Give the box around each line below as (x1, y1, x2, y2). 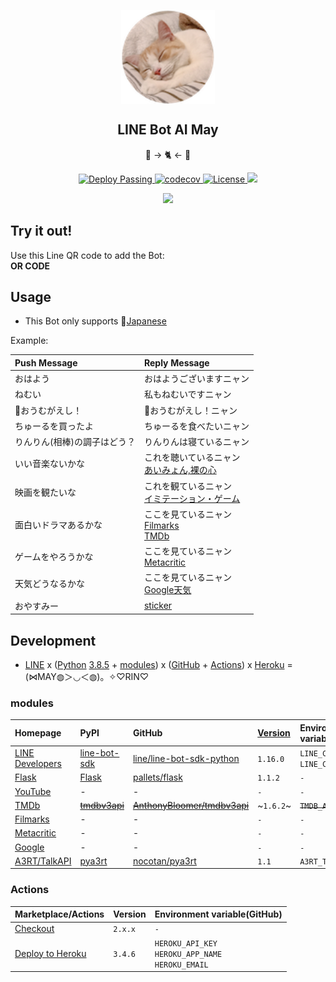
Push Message (14, 356, 78, 369)
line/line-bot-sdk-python (132, 752, 240, 764)
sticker (143, 600, 173, 612)
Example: (10, 335, 49, 347)
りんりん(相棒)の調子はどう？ (14, 436, 136, 448)
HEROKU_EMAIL (154, 960, 209, 970)
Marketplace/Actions (14, 908, 105, 920)
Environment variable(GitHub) (154, 908, 283, 920)
